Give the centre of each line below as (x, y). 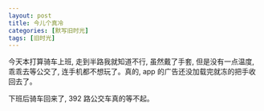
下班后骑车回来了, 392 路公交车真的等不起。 (81, 99)
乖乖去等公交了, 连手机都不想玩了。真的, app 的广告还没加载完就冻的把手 (128, 72)
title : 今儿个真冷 (36, 23)
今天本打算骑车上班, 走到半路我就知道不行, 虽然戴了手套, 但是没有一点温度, (131, 61)
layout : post (30, 16)
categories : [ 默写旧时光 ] (49, 30)
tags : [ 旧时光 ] (32, 38)
